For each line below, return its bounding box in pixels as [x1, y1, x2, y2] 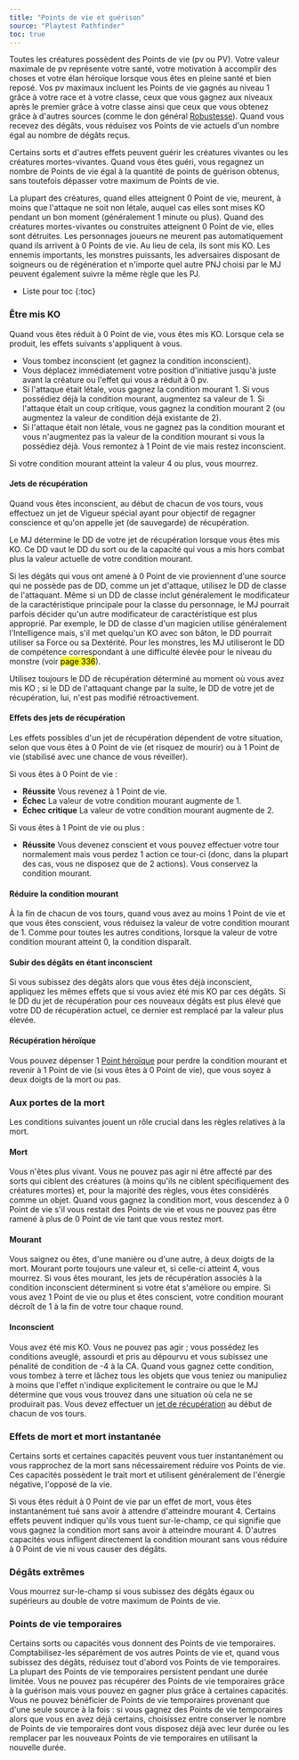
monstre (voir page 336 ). [9, 656, 101, 666]
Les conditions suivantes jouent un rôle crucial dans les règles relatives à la [9, 1116, 286, 1127]
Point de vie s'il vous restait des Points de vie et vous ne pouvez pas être [9, 1204, 278, 1215]
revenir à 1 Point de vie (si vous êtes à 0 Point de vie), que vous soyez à [9, 1064, 271, 1075]
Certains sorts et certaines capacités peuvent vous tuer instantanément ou [9, 1450, 284, 1461]
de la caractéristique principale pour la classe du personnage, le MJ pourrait [9, 599, 290, 609]
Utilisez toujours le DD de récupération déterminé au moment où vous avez [9, 673, 285, 683]
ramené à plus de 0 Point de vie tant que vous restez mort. [9, 1214, 224, 1225]
